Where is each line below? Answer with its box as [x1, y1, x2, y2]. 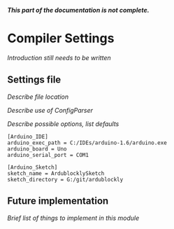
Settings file [7, 74, 61, 86]
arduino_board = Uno [7, 145, 68, 153]
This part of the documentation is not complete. [7, 6, 150, 14]
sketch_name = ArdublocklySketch [7, 169, 105, 177]
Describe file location [7, 92, 68, 101]
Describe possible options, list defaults [7, 119, 119, 128]
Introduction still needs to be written [7, 53, 111, 62]
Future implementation [7, 195, 109, 207]
